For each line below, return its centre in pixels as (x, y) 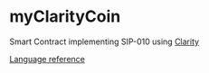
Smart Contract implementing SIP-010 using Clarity (104, 41)
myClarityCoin (65, 17)
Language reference (47, 59)
